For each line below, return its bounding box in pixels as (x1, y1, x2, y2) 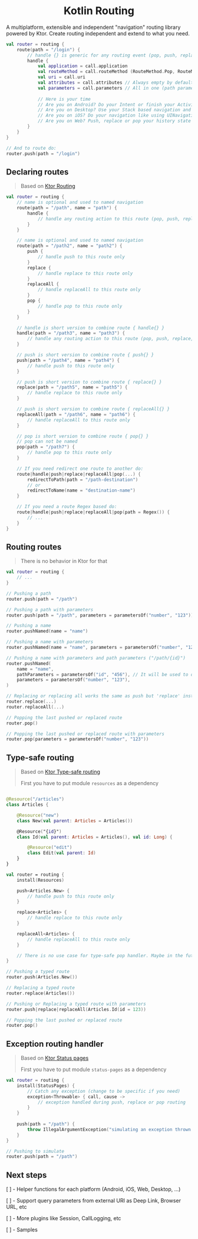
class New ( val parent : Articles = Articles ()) (16, 818, 133, 823)
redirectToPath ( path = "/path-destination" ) (27, 476, 138, 483)
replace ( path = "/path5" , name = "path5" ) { (16, 384, 128, 390)
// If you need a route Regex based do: (16, 504, 117, 510)
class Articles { (6, 802, 49, 808)
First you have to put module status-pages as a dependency (20, 1066, 167, 1073)
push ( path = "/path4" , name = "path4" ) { (16, 357, 120, 363)
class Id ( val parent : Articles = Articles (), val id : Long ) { (16, 834, 173, 840)
